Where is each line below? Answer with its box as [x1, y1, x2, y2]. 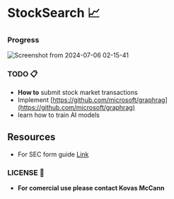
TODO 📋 [7, 69, 38, 79]
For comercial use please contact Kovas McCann [17, 183, 165, 192]
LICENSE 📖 [7, 167, 45, 177]
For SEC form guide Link [17, 149, 89, 159]
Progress [7, 35, 40, 45]
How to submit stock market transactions [17, 88, 138, 96]
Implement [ [17, 96, 53, 104]
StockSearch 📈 [7, 5, 100, 21]
